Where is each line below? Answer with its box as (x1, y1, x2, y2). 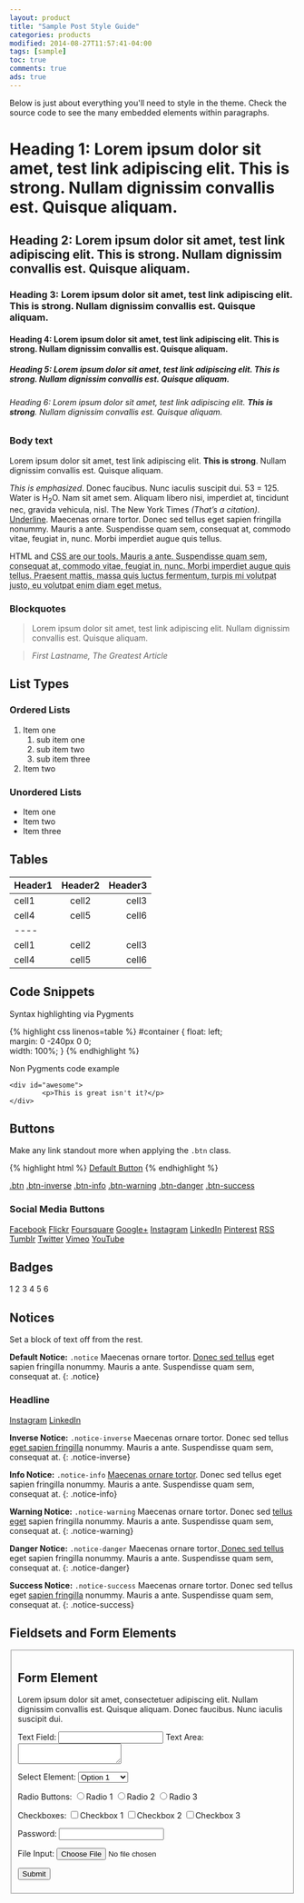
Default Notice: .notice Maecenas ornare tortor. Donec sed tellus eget (9, 1351, 275, 1363)
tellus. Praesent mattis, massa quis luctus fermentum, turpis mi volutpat (9, 570, 277, 581)
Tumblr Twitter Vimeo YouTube (9, 1233, 125, 1244)
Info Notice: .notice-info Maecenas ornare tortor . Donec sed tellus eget (9, 1469, 282, 1480)
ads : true (9, 73, 47, 82)
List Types (9, 676, 70, 692)
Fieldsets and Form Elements (9, 1625, 177, 1640)
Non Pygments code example (9, 1062, 120, 1073)
